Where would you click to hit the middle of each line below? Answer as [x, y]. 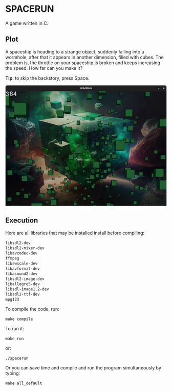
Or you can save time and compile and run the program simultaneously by [83, 367]
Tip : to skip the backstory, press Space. [47, 78]
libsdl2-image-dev [25, 279]
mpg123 [12, 299]
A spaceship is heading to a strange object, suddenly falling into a [75, 51]
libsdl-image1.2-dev [27, 289]
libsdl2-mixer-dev [25, 248]
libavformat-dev [23, 268]
